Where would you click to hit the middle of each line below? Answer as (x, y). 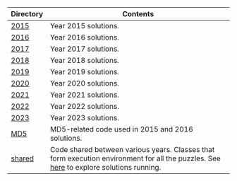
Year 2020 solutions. (85, 83)
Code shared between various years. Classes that (132, 150)
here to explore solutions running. (105, 167)
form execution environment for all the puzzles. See (135, 158)
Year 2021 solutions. (85, 95)
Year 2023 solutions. (85, 118)
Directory (27, 14)
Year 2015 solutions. (85, 26)
